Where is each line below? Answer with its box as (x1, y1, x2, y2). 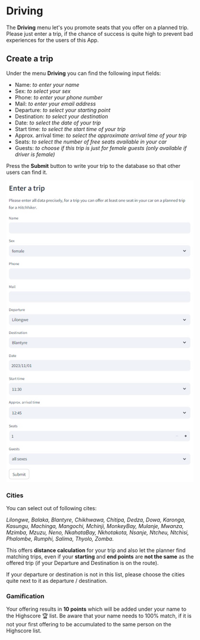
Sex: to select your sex (14, 88, 71, 95)
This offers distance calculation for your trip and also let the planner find (6, 547, 186, 554)
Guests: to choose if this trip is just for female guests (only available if (14, 144, 187, 151)
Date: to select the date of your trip (14, 119, 101, 126)
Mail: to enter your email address (14, 100, 96, 107)
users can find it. (6, 168, 48, 176)
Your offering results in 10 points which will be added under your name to (6, 605, 186, 613)
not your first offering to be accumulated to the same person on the (6, 621, 171, 628)
